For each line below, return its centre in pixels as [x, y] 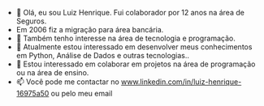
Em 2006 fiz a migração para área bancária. [90, 30]
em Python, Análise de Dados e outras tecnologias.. [102, 55]
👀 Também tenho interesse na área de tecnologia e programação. [126, 38]
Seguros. [31, 21]
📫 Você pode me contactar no [67, 82]
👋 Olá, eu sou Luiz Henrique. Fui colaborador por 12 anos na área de [130, 13]
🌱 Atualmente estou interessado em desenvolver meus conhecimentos [134, 47]
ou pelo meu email [82, 93]
